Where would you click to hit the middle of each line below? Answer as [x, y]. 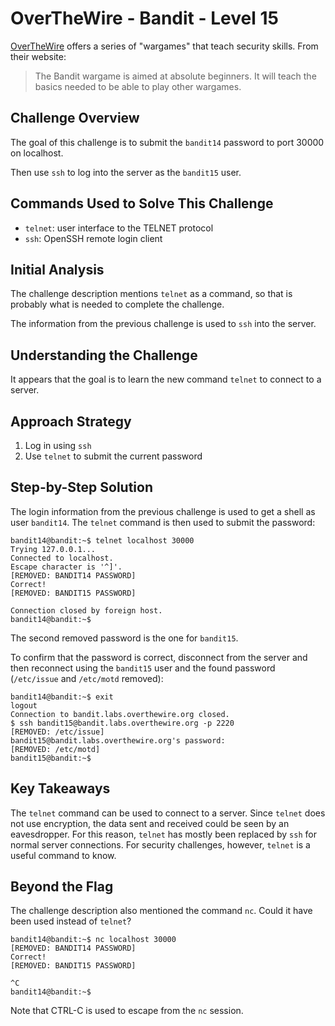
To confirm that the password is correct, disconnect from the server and [159, 657]
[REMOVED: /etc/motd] [55, 749]
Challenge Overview [75, 118]
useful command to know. [63, 855]
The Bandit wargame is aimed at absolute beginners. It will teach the [175, 76]
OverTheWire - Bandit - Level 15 [144, 18]
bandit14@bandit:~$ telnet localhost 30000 [102, 540]
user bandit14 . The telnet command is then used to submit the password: [163, 522]
